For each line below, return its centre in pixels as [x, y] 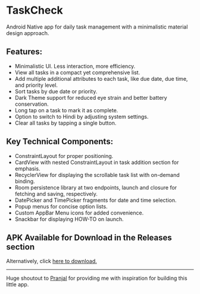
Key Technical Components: [60, 142]
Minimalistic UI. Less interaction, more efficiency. [75, 66]
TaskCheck [35, 10]
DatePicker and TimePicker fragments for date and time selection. [96, 200]
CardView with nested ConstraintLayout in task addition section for [97, 162]
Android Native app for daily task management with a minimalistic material [97, 27]
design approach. [28, 33]
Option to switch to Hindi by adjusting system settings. [82, 116]
